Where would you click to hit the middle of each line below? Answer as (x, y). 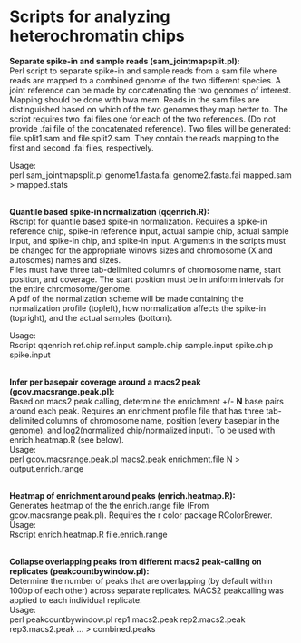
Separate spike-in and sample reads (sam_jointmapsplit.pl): (125, 61)
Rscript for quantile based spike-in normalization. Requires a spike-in (138, 221)
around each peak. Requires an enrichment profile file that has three (137, 411)
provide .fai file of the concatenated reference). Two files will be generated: (150, 128)
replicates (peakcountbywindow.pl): (79, 571)
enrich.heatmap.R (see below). (67, 439)
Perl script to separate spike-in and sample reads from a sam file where (143, 71)
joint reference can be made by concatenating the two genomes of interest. (150, 90)
